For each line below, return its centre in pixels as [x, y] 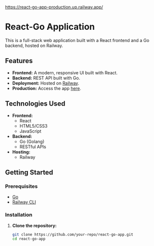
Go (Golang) [32, 141]
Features [19, 61]
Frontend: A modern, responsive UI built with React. [65, 72]
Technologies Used [35, 104]
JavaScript [30, 131]
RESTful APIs [33, 147]
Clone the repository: [34, 225]
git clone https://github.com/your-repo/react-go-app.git [73, 234]
